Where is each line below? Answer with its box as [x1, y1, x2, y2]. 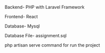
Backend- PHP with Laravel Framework [4, 4, 85, 10]
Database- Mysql [4, 23, 40, 29]
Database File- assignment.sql [4, 33, 67, 38]
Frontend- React [4, 14, 38, 19]
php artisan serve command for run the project [4, 42, 100, 48]
